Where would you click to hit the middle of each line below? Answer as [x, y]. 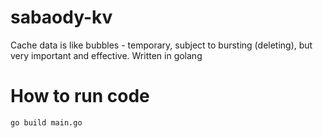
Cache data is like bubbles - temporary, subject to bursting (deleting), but [161, 45]
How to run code [80, 96]
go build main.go [46, 122]
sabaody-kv [61, 17]
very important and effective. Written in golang [106, 55]
